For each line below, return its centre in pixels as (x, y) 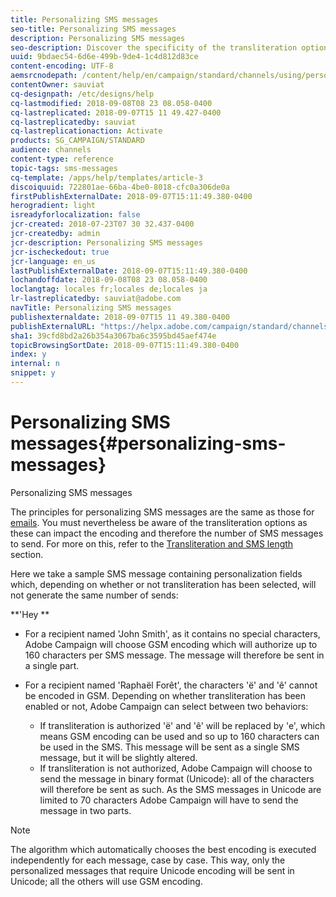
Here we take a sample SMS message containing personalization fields (156, 573)
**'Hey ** (30, 614)
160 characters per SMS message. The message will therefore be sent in (174, 655)
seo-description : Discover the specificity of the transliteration (154, 47)
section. (27, 554)
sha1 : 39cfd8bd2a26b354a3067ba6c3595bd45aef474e (113, 336)
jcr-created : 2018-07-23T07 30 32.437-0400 (102, 224)
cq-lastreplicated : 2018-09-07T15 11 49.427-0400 (116, 112)
